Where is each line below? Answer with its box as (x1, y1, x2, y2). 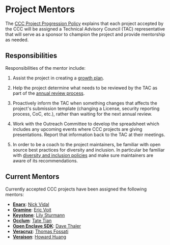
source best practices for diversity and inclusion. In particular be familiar (12, 147, 165, 153)
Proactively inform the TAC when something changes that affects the (12, 100, 158, 106)
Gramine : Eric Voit (12, 206, 52, 212)
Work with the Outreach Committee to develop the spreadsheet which (12, 121, 159, 127)
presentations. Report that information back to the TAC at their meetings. (12, 131, 165, 138)
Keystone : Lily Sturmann (12, 212, 65, 218)
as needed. (5, 37, 29, 43)
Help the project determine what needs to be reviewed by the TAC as (12, 85, 158, 91)
